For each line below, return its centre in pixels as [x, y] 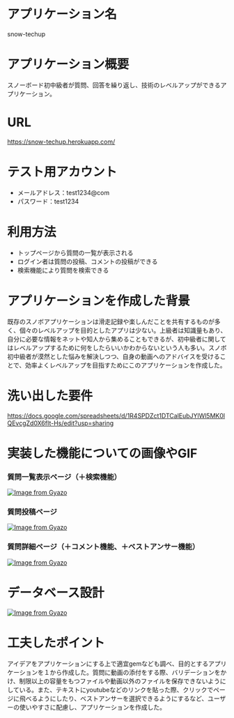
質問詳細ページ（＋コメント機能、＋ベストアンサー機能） [103, 547]
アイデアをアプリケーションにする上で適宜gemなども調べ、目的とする [108, 664]
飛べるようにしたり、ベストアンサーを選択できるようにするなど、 [114, 698]
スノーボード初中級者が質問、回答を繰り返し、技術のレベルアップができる [114, 85]
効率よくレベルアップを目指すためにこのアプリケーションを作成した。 [126, 365]
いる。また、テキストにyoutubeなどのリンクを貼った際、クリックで [116, 689]
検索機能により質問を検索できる [63, 270]
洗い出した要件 [50, 396]
